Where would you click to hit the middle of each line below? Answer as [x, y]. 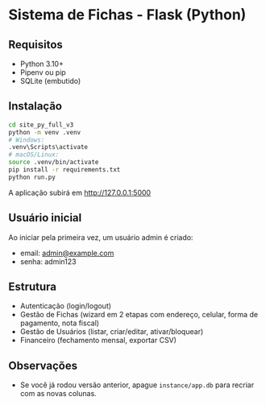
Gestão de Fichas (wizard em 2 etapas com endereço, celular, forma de [139, 315]
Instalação [35, 106]
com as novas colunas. [58, 394]
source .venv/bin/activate [54, 163]
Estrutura [33, 287]
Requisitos [35, 45]
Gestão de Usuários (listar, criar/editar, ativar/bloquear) [112, 332]
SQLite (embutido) [50, 81]
